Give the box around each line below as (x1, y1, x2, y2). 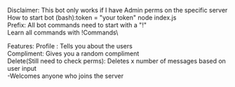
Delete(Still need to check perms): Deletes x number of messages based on (7, 57, 227, 65)
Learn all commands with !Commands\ (7, 28, 119, 36)
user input (7, 65, 37, 72)
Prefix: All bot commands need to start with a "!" (7, 21, 147, 29)
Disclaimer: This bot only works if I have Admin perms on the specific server (7, 6, 228, 14)
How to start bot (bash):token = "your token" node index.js (7, 13, 177, 22)
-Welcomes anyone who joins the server (7, 72, 124, 80)
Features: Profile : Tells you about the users (7, 42, 133, 50)
